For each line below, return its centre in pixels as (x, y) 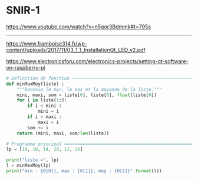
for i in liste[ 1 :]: (42, 100)
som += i (38, 127)
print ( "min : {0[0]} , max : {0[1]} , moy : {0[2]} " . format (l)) (84, 171)
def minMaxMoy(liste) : (35, 84)
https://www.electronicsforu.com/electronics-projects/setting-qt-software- (97, 61)
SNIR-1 (23, 10)
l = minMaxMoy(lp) (29, 166)
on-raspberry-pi (26, 67)
